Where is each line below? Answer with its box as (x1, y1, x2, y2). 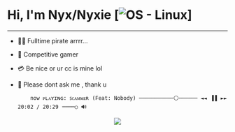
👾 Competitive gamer (17, 50, 79, 59)
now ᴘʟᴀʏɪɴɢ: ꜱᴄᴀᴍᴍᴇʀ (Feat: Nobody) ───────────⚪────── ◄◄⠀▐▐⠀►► (30, 94, 227, 101)
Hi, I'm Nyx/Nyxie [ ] (7, 7, 192, 23)
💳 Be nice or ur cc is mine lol (17, 64, 103, 73)
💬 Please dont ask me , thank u (17, 80, 107, 89)
